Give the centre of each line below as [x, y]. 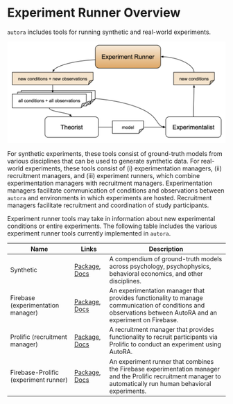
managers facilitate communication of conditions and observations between [116, 191]
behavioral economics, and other [156, 273]
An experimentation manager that [157, 291]
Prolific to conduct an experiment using [165, 344]
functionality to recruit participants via [164, 337]
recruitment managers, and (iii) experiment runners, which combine [104, 176]
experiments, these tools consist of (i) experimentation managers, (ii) [123, 168]
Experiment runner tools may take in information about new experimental [111, 219]
